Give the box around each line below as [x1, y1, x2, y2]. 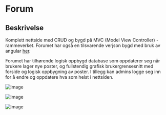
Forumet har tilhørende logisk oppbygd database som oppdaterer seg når [5, 58, 160, 64]
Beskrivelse [5, 24, 44, 32]
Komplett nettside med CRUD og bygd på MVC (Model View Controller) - [5, 37, 159, 43]
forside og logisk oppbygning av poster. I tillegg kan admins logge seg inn [5, 68, 161, 75]
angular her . [5, 48, 31, 54]
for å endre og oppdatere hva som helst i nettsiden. [5, 74, 114, 80]
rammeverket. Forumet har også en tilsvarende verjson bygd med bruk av [5, 42, 160, 49]
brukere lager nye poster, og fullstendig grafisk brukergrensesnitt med [5, 63, 154, 69]
